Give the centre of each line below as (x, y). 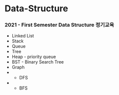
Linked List (23, 36)
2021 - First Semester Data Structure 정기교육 (59, 25)
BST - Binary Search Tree (38, 62)
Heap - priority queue (34, 57)
